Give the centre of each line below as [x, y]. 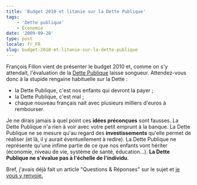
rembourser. [29, 109]
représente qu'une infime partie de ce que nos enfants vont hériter [87, 145]
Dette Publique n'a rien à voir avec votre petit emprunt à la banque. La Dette [98, 126]
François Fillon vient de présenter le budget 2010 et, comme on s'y [87, 66]
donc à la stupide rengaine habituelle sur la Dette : [67, 79]
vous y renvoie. [25, 175]
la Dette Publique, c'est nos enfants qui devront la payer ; [84, 90]
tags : [13, 17]
